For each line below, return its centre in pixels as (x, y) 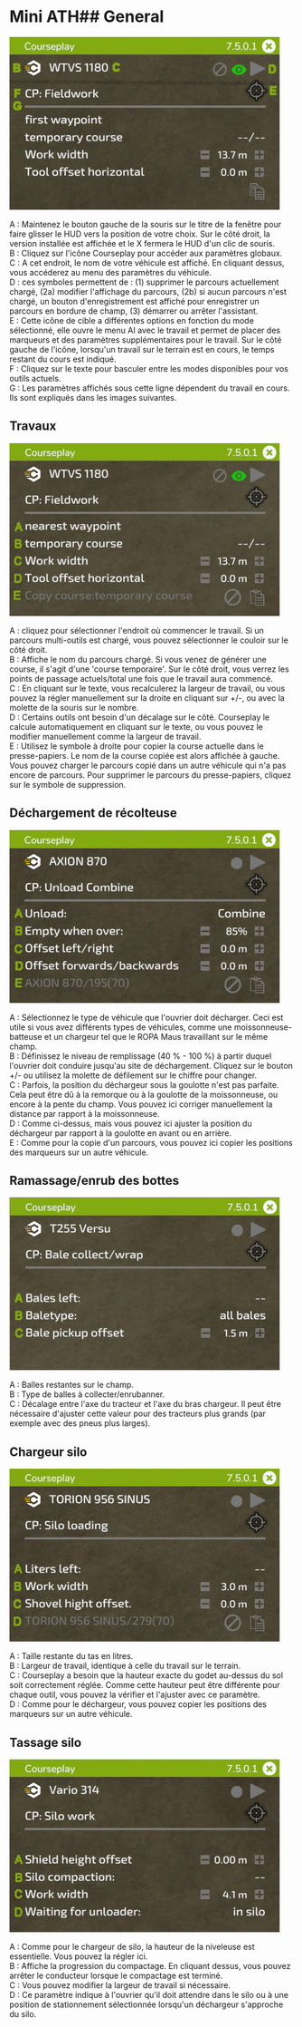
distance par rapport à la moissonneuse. (85, 1113)
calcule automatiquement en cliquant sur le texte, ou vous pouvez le (137, 726)
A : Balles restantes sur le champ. (71, 1385)
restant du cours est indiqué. (63, 359)
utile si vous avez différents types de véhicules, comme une (121, 1027)
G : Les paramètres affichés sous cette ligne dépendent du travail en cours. (150, 388)
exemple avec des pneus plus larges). (80, 1423)
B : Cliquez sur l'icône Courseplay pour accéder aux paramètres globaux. (146, 253)
